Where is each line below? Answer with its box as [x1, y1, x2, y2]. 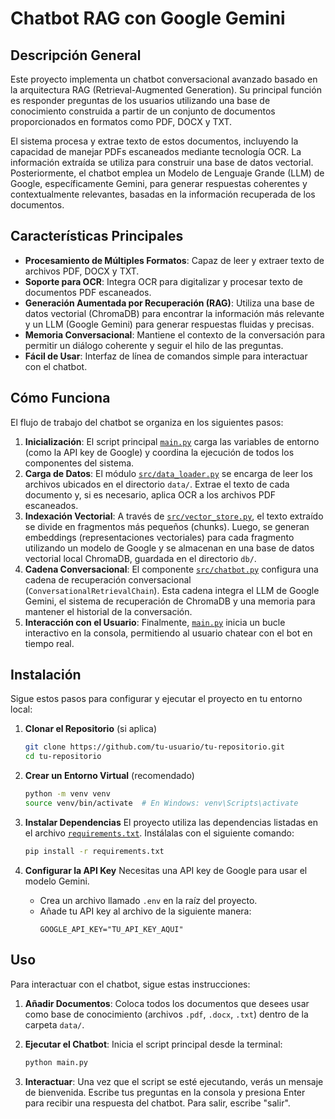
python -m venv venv [24, 789, 111, 799]
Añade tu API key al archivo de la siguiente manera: [39, 905, 252, 917]
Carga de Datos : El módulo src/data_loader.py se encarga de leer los [24, 467, 313, 479]
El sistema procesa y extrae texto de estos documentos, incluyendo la [10, 135, 299, 147]
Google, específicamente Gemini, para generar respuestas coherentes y [10, 178, 308, 189]
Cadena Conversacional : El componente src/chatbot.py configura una [24, 563, 319, 575]
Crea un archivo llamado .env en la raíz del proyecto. [39, 894, 258, 906]
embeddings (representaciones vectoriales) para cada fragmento [24, 531, 295, 543]
